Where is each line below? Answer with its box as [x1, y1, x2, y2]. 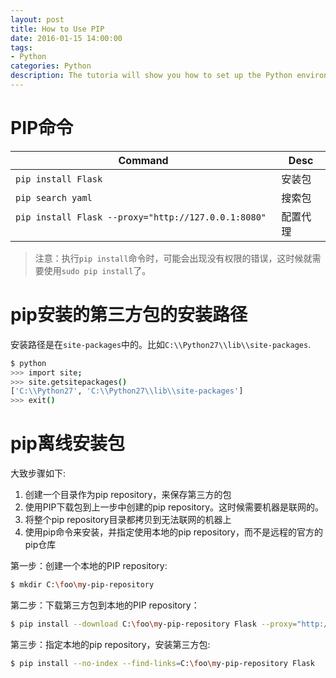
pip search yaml [15, 192, 93, 203]
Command [118, 153, 169, 167]
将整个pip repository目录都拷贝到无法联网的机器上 [24, 514, 232, 526]
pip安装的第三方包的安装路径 [10, 304, 248, 326]
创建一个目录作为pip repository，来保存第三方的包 [24, 489, 232, 501]
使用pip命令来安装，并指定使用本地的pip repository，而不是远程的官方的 [24, 526, 323, 538]
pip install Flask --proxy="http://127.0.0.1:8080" [15, 211, 267, 223]
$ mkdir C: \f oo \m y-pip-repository [10, 580, 155, 590]
